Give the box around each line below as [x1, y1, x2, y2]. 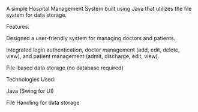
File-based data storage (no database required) [6, 64, 124, 71]
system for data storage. [6, 11, 67, 19]
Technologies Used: [6, 76, 56, 83]
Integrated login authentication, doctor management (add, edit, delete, [6, 46, 180, 53]
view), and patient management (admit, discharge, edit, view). [6, 53, 160, 59]
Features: [6, 23, 30, 30]
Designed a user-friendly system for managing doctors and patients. [6, 35, 176, 41]
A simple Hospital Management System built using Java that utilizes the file [6, 5, 192, 12]
